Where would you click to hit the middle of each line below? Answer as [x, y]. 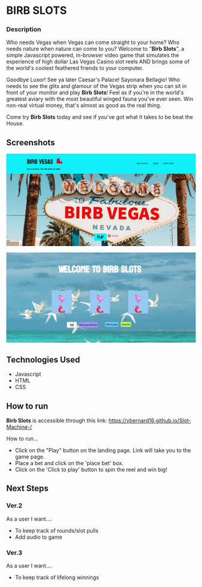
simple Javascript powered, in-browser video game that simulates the [93, 56]
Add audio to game [38, 537]
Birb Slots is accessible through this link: [57, 420]
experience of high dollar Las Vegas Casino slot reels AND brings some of [98, 62]
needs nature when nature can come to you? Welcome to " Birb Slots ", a [95, 49]
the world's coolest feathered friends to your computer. [75, 68]
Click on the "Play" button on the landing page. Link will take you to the [103, 450]
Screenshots [31, 142]
